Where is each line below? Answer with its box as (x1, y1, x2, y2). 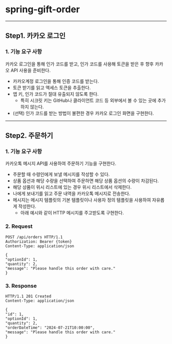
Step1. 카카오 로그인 (5, 32, 66, 40)
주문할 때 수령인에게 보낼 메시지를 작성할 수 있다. (12, 171, 110, 178)
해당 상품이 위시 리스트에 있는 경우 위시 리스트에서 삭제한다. (12, 184, 132, 190)
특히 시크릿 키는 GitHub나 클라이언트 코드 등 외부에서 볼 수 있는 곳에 (20, 97, 157, 103)
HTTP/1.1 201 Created (5, 293, 52, 299)
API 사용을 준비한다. (10, 67, 51, 73)
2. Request (5, 223, 33, 230)
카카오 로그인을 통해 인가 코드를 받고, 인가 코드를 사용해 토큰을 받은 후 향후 (5, 60, 154, 67)
